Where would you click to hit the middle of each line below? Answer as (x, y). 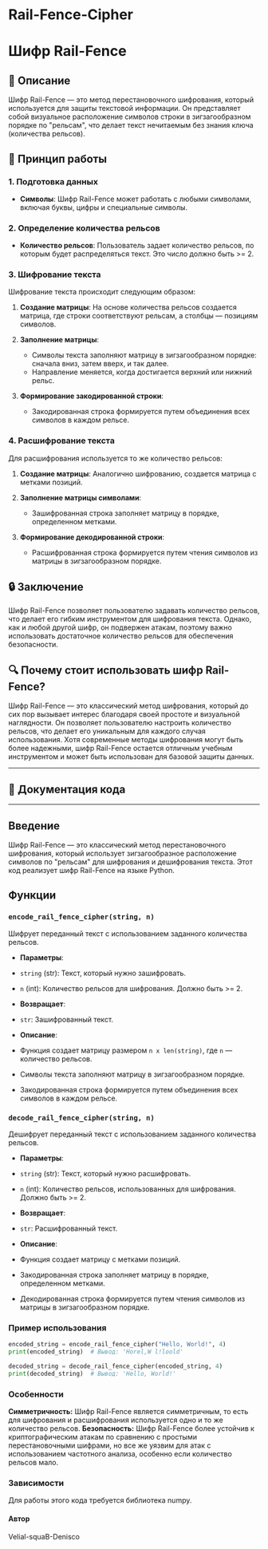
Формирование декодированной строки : (92, 537)
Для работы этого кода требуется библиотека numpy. (100, 1500)
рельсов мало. (33, 1463)
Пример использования (57, 1328)
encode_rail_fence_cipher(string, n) (82, 917)
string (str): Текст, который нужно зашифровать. (102, 973)
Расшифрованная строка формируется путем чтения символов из (145, 552)
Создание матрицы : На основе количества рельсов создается (128, 307)
